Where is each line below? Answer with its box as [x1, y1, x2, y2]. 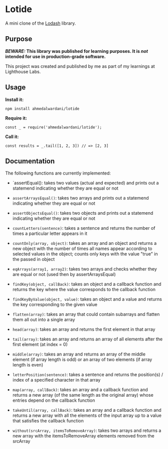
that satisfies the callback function [12, 418, 84, 424]
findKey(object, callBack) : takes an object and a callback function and [12, 281, 161, 287]
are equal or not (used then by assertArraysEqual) [12, 272, 116, 278]
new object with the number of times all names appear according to [12, 245, 152, 252]
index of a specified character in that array [12, 377, 101, 383]
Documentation [5, 157, 55, 165]
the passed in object [12, 256, 55, 262]
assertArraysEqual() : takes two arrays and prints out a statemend [12, 195, 149, 201]
